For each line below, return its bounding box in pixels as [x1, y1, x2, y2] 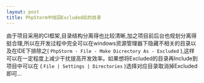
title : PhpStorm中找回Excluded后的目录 [6, 15, 101, 21]
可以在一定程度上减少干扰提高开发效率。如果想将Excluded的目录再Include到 [6, 55, 199, 62]
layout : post [6, 8, 40, 15]
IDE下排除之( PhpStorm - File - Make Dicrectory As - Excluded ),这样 [16, 47, 195, 55]
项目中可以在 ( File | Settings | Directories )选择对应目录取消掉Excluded [6, 62, 198, 70]
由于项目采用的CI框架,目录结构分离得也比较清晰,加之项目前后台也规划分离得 [6, 32, 197, 39]
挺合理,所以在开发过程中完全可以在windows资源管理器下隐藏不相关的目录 [6, 39, 191, 47]
